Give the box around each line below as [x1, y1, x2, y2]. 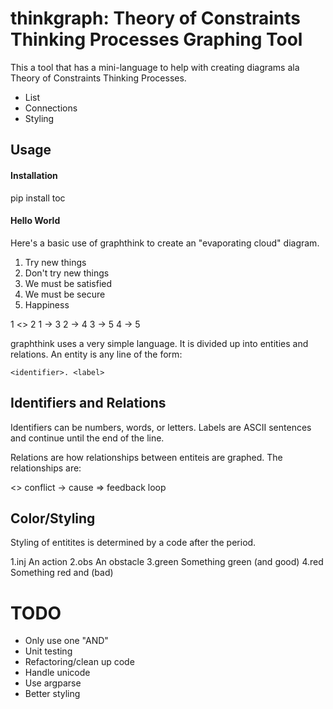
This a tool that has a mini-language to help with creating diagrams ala [10, 61, 300, 73]
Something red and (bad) [10, 567, 114, 579]
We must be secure [24, 288, 106, 300]
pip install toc [10, 192, 66, 204]
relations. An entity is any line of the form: [10, 348, 183, 360]
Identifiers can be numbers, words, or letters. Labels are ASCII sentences [10, 421, 312, 433]
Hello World [10, 215, 61, 227]
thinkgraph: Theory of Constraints [10, 7, 301, 30]
